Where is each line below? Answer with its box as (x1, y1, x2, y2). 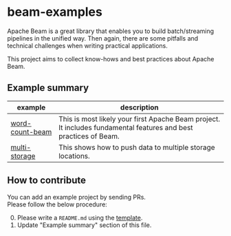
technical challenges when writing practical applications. (7, 41, 168, 50)
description (120, 103, 159, 112)
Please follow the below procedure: (7, 200, 108, 208)
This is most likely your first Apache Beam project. (58, 114, 221, 124)
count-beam (10, 127, 52, 136)
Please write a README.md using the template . (16, 213, 143, 222)
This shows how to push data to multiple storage (58, 142, 215, 152)
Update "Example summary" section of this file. (16, 221, 152, 229)
